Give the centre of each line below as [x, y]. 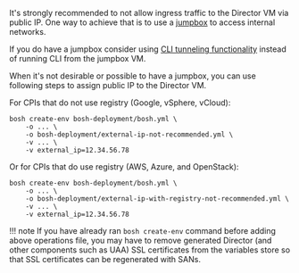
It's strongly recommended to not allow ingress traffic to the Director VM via [149, 13]
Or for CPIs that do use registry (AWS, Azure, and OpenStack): [124, 167]
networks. [28, 32]
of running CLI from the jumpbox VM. [78, 58]
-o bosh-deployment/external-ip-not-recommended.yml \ [129, 135]
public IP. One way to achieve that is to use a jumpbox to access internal [142, 22]
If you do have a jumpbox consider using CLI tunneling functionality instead [148, 49]
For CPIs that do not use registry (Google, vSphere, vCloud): [120, 103]
